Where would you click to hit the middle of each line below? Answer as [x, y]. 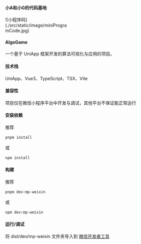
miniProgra [56, 26]
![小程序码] [16, 20]
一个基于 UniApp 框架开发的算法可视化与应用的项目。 [60, 54]
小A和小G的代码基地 [26, 8]
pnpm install [19, 138]
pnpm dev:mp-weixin [25, 192]
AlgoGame [16, 42]
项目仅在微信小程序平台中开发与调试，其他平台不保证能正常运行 [70, 103]
